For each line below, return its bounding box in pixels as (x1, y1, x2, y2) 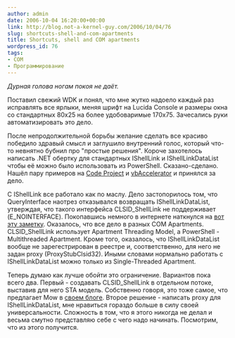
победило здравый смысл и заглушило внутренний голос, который (7, 138, 210, 148)
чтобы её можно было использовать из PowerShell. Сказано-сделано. (7, 161, 219, 169)
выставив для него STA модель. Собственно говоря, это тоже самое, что (7, 285, 229, 294)
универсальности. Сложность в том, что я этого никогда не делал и (7, 308, 212, 316)
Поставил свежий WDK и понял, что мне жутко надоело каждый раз (7, 96, 215, 104)
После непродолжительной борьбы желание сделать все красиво (7, 131, 208, 140)
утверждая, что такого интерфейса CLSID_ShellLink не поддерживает (7, 204, 216, 213)
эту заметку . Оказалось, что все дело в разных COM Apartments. (7, 219, 204, 228)
